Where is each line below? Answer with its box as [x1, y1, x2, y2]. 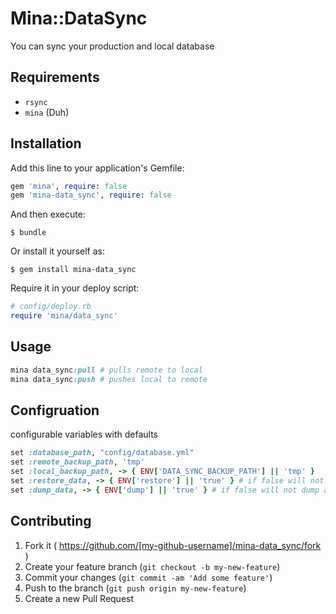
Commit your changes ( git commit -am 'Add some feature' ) [24, 571, 273, 583]
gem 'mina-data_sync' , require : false [10, 190, 172, 201]
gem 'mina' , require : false [10, 181, 128, 191]
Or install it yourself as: [10, 245, 105, 257]
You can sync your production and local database [10, 40, 215, 52]
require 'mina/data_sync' [10, 311, 118, 321]
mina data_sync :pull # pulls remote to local [10, 365, 203, 375]
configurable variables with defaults [10, 428, 158, 441]
